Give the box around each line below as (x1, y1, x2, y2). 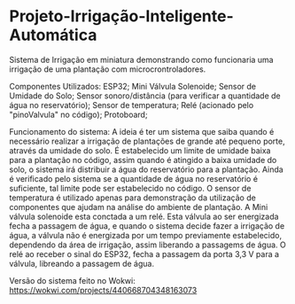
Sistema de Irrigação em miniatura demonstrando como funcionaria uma (9, 54, 274, 65)
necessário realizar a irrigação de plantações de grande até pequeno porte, (9, 136, 285, 146)
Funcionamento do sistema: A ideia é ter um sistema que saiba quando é (9, 126, 275, 136)
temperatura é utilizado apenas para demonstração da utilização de (9, 192, 257, 203)
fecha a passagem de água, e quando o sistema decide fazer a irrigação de (9, 220, 285, 231)
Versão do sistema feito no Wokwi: (9, 275, 136, 285)
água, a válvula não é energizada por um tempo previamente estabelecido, (9, 230, 282, 240)
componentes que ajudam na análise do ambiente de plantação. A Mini (9, 201, 268, 212)
